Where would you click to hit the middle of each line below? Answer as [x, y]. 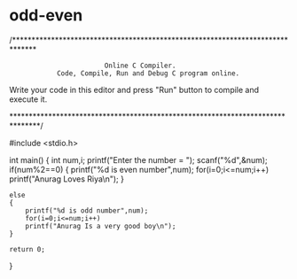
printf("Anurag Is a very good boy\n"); [101, 226]
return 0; [27, 249]
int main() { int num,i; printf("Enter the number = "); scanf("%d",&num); [138, 159]
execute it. [28, 99]
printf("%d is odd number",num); [87, 210]
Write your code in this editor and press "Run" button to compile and [134, 89]
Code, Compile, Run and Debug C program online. [148, 73]
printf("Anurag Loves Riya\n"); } [66, 179]
